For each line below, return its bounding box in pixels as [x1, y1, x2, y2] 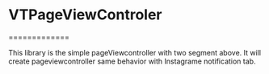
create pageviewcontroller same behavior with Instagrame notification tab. [8, 56, 256, 66]
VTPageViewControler [8, 6, 163, 24]
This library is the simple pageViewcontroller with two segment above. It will [8, 47, 261, 57]
